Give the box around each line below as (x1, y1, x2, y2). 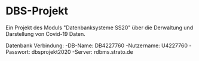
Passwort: (5, 48, 30, 55)
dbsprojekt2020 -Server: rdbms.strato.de (31, 48, 133, 55)
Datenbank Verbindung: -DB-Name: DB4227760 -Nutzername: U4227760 (5, 42, 188, 49)
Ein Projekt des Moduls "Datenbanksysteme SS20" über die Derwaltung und (5, 24, 194, 31)
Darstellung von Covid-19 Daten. (5, 30, 86, 37)
